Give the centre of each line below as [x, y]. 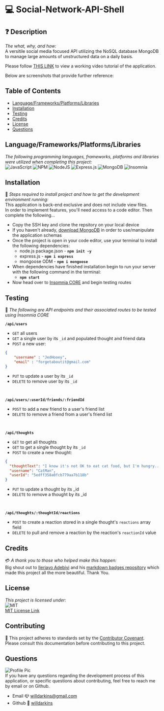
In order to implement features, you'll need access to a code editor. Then [79, 210]
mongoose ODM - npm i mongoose [54, 261]
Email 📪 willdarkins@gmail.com [45, 696]
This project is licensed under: [36, 600]
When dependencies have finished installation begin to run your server [84, 267]
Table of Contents [33, 91]
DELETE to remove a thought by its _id [49, 495]
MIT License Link [22, 610]
